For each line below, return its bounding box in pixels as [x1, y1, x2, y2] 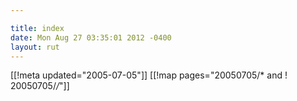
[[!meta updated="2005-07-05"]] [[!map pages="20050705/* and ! [10, 69, 288, 81]
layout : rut [10, 42, 60, 52]
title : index [10, 23, 65, 33]
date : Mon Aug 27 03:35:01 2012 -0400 [10, 32, 172, 43]
